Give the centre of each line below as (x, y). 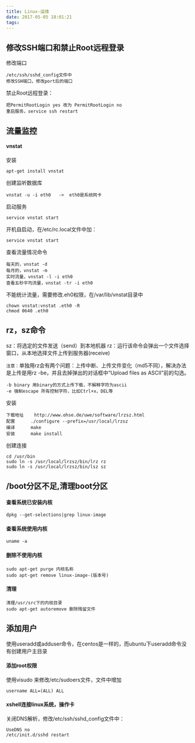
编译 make (24, 427)
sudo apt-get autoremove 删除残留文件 (51, 609)
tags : (13, 22)
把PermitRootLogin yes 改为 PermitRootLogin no (64, 105)
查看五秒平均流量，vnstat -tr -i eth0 (49, 283)
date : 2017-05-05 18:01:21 (39, 17)
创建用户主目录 (29, 651)
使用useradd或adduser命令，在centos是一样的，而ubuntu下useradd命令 (94, 644)
